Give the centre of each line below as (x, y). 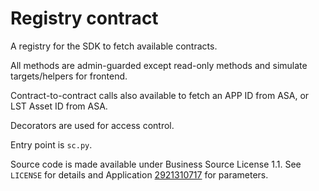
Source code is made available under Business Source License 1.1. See (156, 164)
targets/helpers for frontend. (69, 76)
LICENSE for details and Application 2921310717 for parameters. (139, 174)
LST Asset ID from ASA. (59, 106)
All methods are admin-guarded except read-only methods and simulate (159, 65)
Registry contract (84, 18)
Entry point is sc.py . (51, 144)
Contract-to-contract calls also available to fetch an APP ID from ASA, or (160, 95)
